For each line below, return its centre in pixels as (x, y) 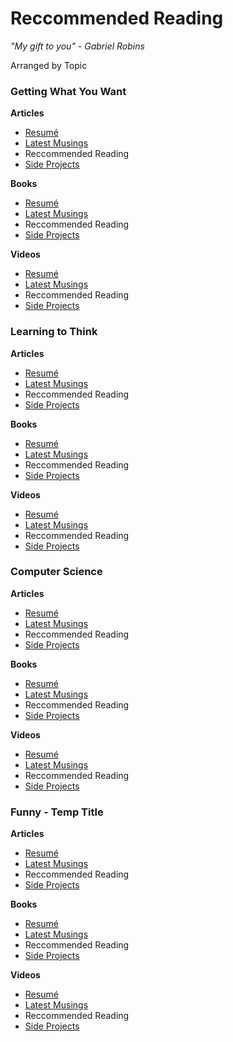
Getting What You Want (68, 91)
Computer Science (56, 572)
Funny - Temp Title (57, 812)
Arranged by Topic (49, 65)
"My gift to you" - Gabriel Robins (77, 46)
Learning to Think (54, 332)
